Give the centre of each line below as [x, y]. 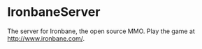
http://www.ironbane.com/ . [46, 38]
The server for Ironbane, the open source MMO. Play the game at [101, 31]
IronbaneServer [54, 12]
